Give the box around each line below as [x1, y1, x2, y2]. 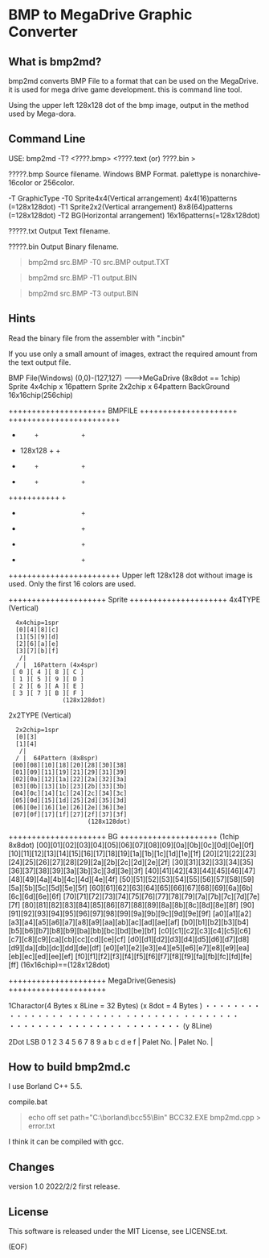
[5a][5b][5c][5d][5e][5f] [8, 883, 88, 892]
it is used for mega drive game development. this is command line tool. [8, 85, 243, 94]
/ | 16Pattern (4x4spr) [15, 660, 99, 669]
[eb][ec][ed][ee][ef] [8, 951, 74, 961]
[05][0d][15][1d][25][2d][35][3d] [11, 796, 128, 805]
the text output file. [8, 357, 71, 367]
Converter [8, 23, 78, 41]
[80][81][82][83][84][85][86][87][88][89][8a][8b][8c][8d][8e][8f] [22, 900, 239, 909]
